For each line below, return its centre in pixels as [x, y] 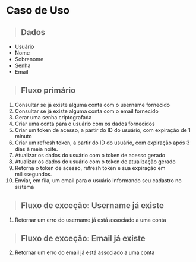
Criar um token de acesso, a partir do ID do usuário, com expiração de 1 [103, 130]
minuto [23, 136]
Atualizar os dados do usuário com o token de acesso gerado [90, 155]
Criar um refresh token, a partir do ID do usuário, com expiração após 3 [102, 143]
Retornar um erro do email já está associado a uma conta [85, 252]
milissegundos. [33, 174]
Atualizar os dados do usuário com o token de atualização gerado [95, 162]
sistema [24, 187]
